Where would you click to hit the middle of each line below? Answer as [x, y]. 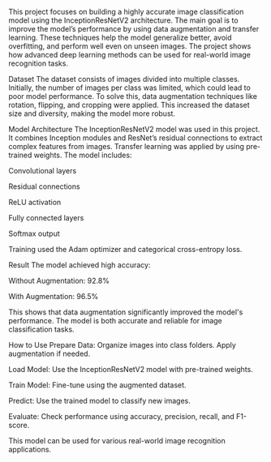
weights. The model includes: [83, 155]
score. [19, 425]
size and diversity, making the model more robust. [92, 113]
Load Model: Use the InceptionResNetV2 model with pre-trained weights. [131, 369]
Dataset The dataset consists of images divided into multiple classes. [124, 79]
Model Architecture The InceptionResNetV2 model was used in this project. [134, 129]
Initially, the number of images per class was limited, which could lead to [130, 88]
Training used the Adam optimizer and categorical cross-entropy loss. [125, 249]
